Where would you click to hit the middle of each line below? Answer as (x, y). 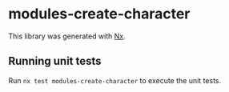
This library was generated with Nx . (67, 36)
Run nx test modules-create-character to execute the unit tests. (115, 80)
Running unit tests (55, 61)
